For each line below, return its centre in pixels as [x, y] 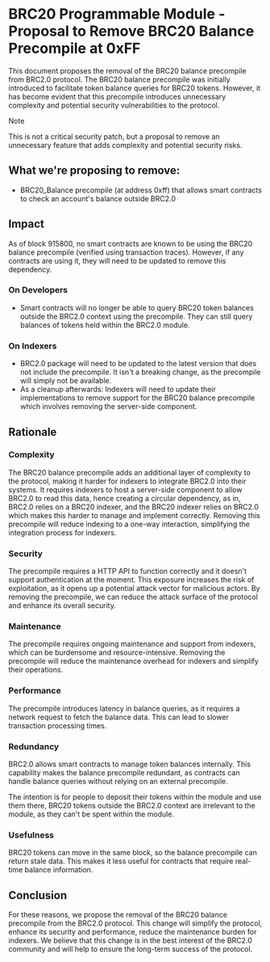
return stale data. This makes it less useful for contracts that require [121, 861]
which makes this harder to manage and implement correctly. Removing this [134, 515]
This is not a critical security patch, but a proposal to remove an [114, 136]
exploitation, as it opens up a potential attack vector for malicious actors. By [134, 589]
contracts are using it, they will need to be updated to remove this [117, 260]
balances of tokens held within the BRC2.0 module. [105, 325]
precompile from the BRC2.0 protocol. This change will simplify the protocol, [135, 923]
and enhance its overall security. [62, 605]
